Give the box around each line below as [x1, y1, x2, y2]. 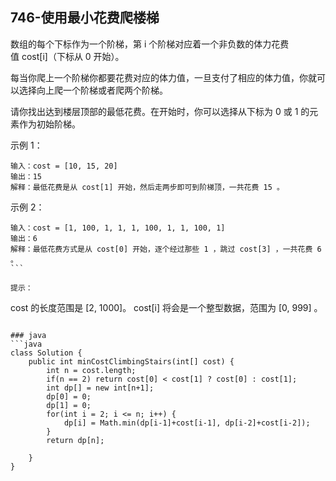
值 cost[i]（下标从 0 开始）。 [10, 50, 125, 62]
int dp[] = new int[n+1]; [46, 383, 155, 393]
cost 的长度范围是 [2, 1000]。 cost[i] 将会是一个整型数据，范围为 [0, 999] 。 [10, 301, 323, 313]
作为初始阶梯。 [18, 118, 81, 130]
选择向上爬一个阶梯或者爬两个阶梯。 [18, 84, 168, 96]
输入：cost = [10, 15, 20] [10, 161, 118, 171]
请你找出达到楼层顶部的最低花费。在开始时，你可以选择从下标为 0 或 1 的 [10, 105, 310, 117]
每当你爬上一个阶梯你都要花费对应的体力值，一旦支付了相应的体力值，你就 [10, 71, 317, 83]
